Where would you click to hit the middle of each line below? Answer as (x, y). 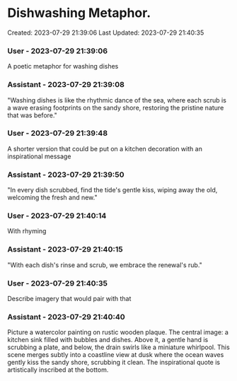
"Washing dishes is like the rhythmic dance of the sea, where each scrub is (117, 100)
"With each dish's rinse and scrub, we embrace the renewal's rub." (105, 265)
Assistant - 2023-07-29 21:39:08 (66, 85)
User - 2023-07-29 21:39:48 (58, 134)
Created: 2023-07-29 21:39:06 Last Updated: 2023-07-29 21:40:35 (106, 33)
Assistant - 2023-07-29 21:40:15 (65, 250)
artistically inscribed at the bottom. (58, 370)
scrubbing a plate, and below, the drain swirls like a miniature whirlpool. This (118, 347)
